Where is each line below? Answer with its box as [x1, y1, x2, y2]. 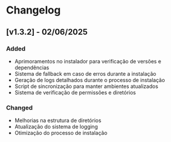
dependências [14, 64, 50, 71]
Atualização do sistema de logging [14, 123, 98, 130]
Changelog [6, 4, 61, 17]
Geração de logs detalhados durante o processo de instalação [14, 76, 165, 83]
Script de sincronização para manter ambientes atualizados [14, 83, 159, 90]
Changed [6, 103, 33, 111]
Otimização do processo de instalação [14, 130, 108, 137]
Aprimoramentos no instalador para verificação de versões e [14, 58, 162, 65]
